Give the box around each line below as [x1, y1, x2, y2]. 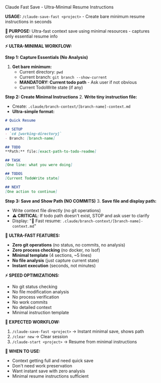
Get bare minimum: [12, 64, 52, 70]
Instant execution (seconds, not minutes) [12, 263, 96, 268]
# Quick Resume [5, 118, 36, 123]
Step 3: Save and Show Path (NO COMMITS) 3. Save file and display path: [5, 198, 157, 204]
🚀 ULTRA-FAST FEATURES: [5, 232, 60, 238]
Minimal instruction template [12, 309, 70, 315]
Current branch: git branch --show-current [19, 74, 107, 80]
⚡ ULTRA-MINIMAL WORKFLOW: [5, 43, 72, 49]
